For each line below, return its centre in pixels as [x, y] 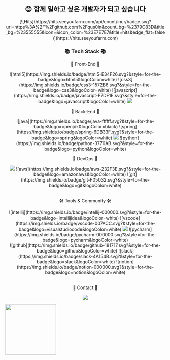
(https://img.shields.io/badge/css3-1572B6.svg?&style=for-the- [85, 85]
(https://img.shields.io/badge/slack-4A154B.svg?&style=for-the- [85, 256]
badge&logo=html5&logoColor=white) [77, 80]
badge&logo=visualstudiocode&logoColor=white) [70, 229]
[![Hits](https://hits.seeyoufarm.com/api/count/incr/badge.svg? [85, 21]
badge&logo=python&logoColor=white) [85, 149]
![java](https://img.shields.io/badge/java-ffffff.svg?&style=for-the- [85, 121]
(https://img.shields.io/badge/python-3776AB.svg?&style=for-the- [85, 143]
